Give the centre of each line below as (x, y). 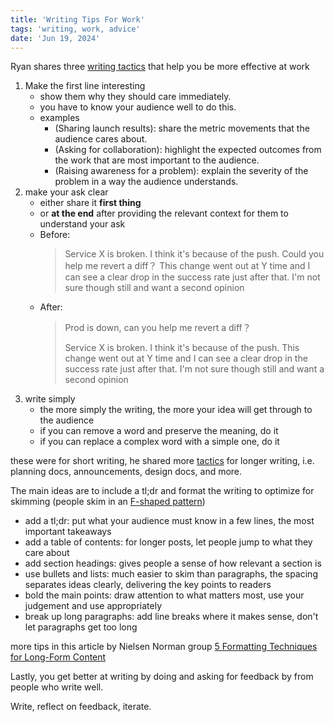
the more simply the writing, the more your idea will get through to (176, 410)
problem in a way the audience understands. (146, 182)
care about (47, 553)
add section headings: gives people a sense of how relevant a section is (173, 563)
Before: (55, 235)
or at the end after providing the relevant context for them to (164, 213)
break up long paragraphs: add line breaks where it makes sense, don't (171, 617)
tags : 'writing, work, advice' (75, 29)
